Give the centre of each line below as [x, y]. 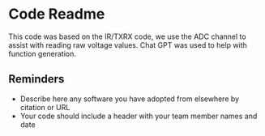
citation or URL [45, 107]
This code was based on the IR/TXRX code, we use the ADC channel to [127, 36]
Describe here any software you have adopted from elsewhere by [130, 99]
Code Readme [57, 14]
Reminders [36, 79]
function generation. [43, 53]
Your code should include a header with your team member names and [139, 116]
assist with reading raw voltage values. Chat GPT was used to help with [128, 45]
